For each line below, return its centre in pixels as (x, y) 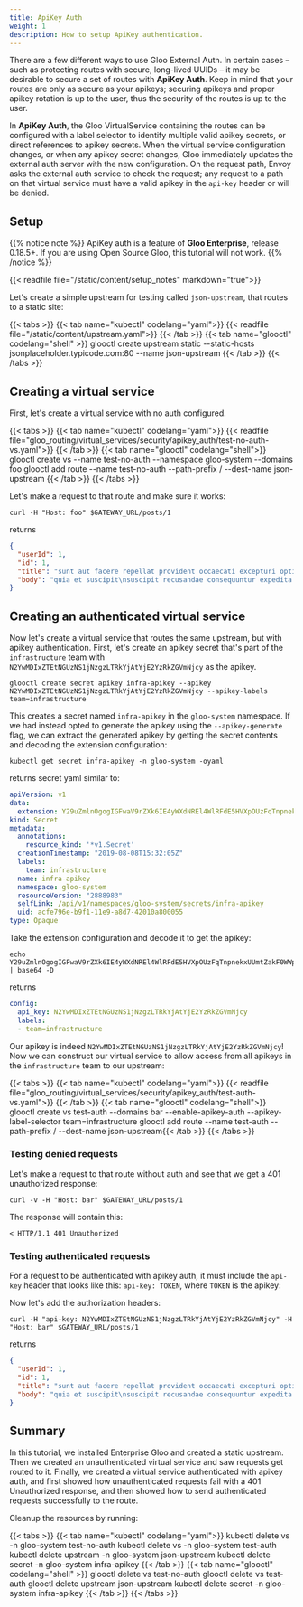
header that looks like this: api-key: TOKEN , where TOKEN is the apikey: (152, 1285)
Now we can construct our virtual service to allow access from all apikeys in (151, 1056)
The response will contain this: (66, 1217)
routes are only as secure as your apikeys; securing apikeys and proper (142, 89)
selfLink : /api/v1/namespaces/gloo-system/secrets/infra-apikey (141, 904)
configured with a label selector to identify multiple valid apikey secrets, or (148, 136)
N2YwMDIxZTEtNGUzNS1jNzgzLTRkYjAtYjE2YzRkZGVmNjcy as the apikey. (133, 667)
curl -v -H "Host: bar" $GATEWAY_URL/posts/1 (96, 1200)
